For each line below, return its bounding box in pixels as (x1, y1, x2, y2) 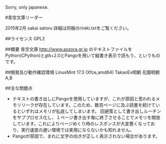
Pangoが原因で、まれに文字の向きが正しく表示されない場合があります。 (12, 133, 160, 139)
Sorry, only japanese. (5, 4, 49, 10)
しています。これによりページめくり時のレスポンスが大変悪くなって (12, 121, 151, 127)
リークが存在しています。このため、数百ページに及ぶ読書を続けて (21, 102, 156, 108)
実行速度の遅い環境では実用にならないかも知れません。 (21, 127, 134, 133)
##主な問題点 (5, 85, 33, 91)
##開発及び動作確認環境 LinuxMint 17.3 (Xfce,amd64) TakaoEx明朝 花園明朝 (5, 69, 160, 75)
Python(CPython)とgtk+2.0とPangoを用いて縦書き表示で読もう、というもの (5, 52, 161, 58)
